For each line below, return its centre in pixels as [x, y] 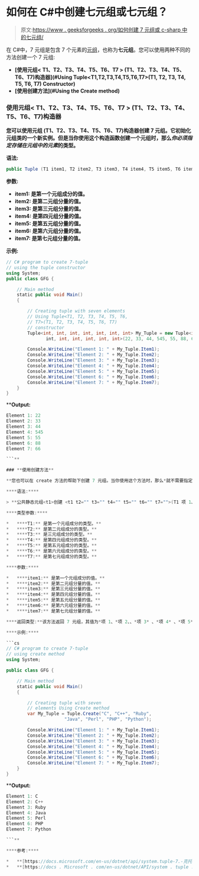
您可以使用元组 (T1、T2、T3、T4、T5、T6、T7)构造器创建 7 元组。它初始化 [99, 130]
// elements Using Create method [68, 708]
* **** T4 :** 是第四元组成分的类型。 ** [52, 540]
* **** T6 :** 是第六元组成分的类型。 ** [52, 551]
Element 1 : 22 [24, 415]
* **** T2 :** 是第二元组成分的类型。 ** [52, 529]
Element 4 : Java [26, 813]
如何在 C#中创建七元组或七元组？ [87, 12]
